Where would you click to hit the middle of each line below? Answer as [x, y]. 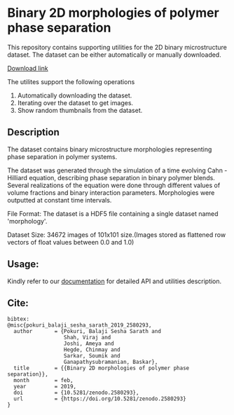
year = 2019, [45, 387]
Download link [28, 68]
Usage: [23, 264]
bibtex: [19, 319]
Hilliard [18, 177]
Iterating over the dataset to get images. [75, 102]
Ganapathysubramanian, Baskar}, [111, 362]
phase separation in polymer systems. [62, 156]
